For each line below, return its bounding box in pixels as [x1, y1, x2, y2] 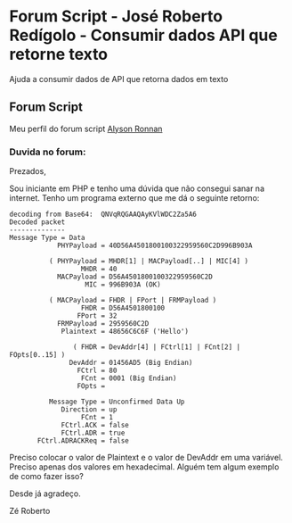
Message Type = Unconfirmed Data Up [48, 397, 185, 407]
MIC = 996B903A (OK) [85, 280, 162, 289]
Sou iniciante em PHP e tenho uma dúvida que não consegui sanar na [9, 183, 265, 194]
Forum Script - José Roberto [9, 6, 223, 27]
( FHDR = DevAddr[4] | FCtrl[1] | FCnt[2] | [72, 343, 241, 352]
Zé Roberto [9, 506, 51, 517]
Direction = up [61, 405, 118, 414]
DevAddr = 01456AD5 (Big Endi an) [69, 359, 193, 368]
